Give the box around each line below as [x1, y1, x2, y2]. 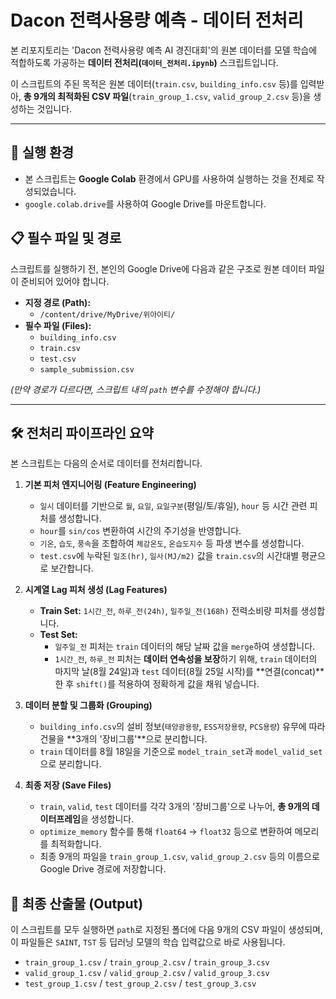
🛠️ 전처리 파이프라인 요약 [10, 424, 154, 441]
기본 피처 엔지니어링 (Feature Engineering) [24, 479, 197, 491]
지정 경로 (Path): [24, 296, 92, 308]
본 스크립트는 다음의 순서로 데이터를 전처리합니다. [10, 457, 203, 470]
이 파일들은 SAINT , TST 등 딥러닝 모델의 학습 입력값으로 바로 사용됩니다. [10, 936, 286, 948]
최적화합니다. [50, 838, 102, 850]
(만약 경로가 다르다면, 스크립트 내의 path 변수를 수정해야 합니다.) [10, 383, 262, 395]
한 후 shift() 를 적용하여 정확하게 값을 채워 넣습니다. [54, 678, 260, 690]
